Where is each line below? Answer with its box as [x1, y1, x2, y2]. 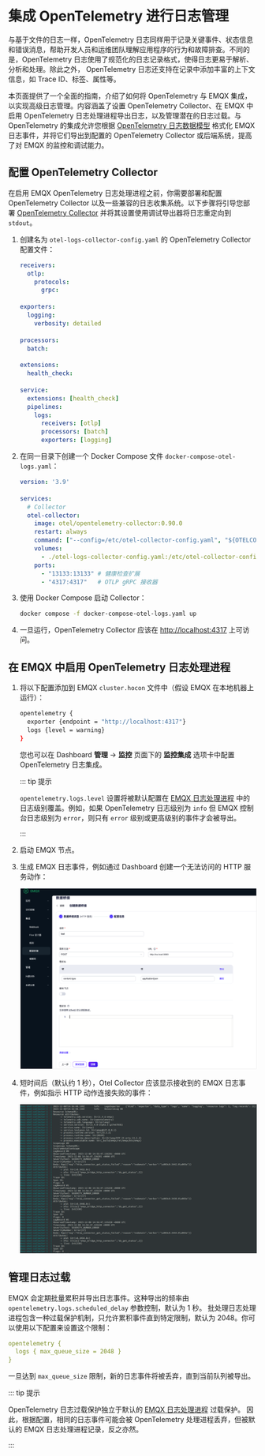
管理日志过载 [8, 1270, 71, 1284]
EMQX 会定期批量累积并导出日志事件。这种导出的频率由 [8, 1293, 189, 1303]
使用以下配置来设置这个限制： [14, 1323, 112, 1332]
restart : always [34, 528, 88, 536]
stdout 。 [8, 218, 37, 227]
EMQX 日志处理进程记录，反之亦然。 [23, 1424, 144, 1434]
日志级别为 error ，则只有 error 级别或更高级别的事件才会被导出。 [26, 812, 241, 822]
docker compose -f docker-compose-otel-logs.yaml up [19, 610, 197, 618]
